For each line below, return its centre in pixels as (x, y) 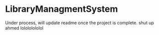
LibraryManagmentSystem (61, 9)
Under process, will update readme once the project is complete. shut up (80, 23)
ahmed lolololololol (24, 28)
